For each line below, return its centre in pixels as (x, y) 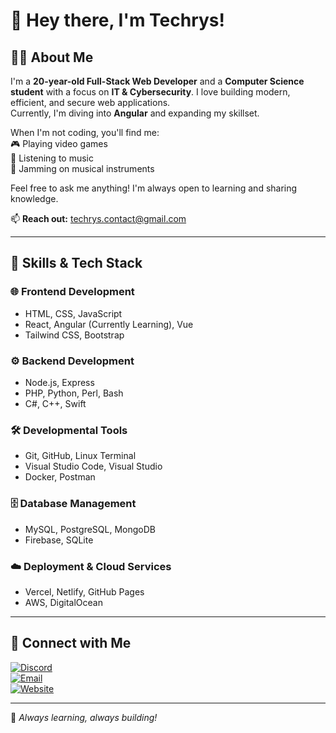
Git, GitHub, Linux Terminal (80, 456)
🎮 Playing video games (59, 143)
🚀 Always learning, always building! (84, 717)
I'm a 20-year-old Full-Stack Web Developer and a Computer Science (157, 81)
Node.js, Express (59, 382)
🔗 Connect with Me (71, 643)
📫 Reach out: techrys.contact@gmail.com (98, 218)
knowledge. (34, 198)
